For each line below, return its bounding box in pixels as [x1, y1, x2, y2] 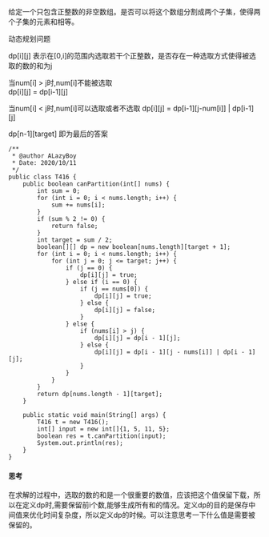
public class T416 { [8, 173, 78, 181]
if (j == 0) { [65, 264, 113, 272]
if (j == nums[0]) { [79, 285, 149, 293]
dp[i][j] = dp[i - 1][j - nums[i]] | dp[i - [94, 348, 246, 356]
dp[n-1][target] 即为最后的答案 [8, 129, 108, 138]
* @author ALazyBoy [11, 152, 78, 160]
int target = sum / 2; [37, 236, 113, 244]
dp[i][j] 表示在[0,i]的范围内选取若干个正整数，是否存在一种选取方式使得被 [8, 51, 250, 60]
